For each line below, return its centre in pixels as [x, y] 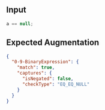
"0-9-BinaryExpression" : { [45, 62]
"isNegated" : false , [48, 79]
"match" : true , [36, 68]
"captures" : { [34, 73]
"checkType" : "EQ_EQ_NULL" [56, 84]
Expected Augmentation [53, 42]
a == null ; [20, 23]
